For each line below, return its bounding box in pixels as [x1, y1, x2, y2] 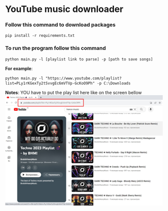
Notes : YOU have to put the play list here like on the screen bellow [5, 89, 142, 95]
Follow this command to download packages [5, 21, 116, 28]
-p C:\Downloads [96, 81, 131, 86]
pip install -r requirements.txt [5, 33, 75, 38]
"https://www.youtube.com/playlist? [45, 76, 122, 81]
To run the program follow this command [5, 45, 106, 52]
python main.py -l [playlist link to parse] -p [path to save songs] [5, 56, 153, 62]
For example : [5, 65, 33, 71]
